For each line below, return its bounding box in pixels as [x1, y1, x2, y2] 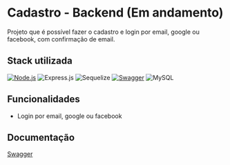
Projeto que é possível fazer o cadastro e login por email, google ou [7, 28, 200, 36]
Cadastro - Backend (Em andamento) [7, 5, 224, 21]
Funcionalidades [7, 93, 81, 105]
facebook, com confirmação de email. [7, 35, 115, 43]
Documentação [7, 131, 75, 143]
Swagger [7, 150, 33, 158]
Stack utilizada [7, 55, 73, 67]
